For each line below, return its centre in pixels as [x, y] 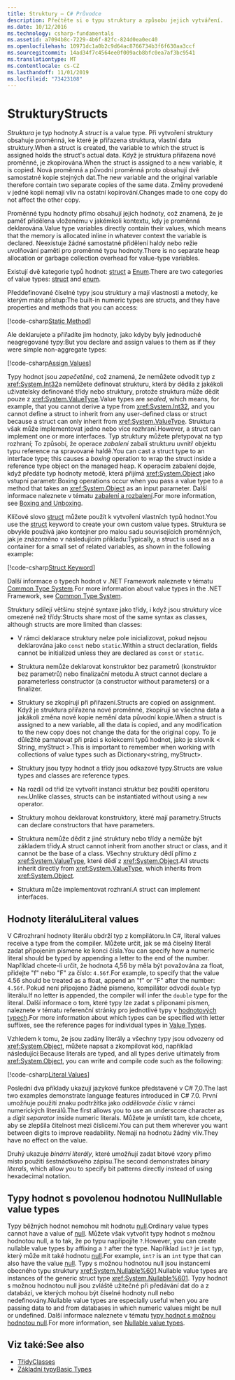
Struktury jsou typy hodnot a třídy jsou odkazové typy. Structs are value [120, 768]
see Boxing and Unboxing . [45, 503]
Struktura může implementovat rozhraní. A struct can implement [109, 890]
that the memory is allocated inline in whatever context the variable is [107, 236]
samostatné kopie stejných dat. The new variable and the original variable [113, 178]
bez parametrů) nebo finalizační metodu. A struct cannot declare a [112, 674]
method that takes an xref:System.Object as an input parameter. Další [107, 488]
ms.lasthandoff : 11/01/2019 [48, 72]
